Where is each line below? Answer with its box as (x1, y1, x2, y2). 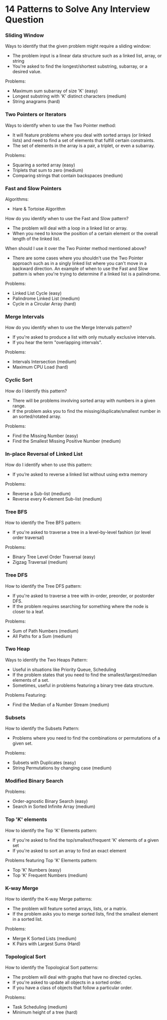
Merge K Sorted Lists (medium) (12, 935, 77, 942)
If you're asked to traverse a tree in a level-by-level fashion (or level (12, 529, 151, 535)
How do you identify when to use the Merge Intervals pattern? (5, 325, 132, 331)
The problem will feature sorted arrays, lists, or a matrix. (12, 905, 128, 912)
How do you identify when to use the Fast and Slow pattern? (5, 216, 129, 222)
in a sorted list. (12, 916, 43, 922)
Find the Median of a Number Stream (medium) (12, 701, 109, 708)
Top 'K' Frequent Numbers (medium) (12, 872, 88, 878)
